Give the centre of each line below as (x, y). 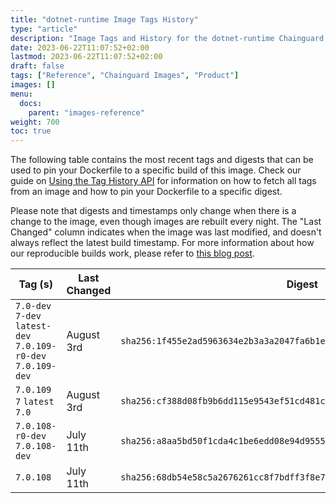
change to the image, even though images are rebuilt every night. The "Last (166, 222)
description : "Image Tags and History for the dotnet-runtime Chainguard (167, 38)
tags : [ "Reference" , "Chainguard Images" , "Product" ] (125, 76)
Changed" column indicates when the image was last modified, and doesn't (166, 232)
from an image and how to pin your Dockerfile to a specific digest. (146, 192)
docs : (31, 103)
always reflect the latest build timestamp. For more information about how (162, 243)
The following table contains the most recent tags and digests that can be (162, 160)
